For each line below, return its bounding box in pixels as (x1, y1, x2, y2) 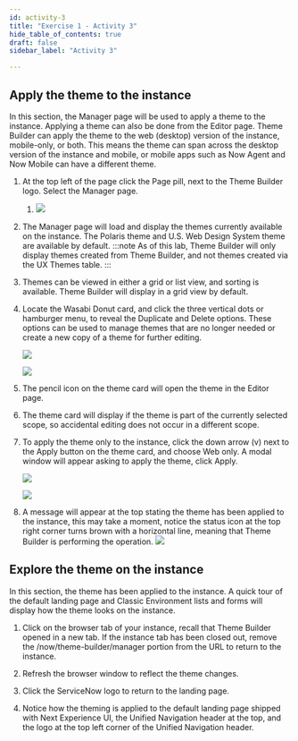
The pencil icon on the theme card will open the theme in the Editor (21, 382, 269, 394)
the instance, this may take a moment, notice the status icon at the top (21, 515, 281, 526)
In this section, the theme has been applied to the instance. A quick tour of (9, 585, 284, 596)
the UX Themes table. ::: (21, 259, 112, 269)
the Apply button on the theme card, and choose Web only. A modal (21, 446, 272, 456)
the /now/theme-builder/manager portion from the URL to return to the (21, 641, 282, 652)
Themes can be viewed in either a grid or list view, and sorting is (21, 277, 260, 287)
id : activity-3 (9, 13, 66, 22)
